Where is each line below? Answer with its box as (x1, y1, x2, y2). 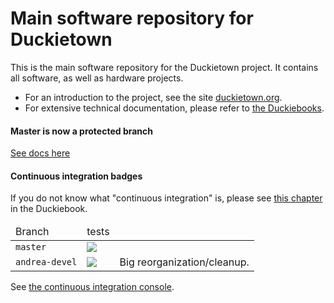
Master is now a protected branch (10, 125, 154, 137)
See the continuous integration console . (10, 281, 175, 293)
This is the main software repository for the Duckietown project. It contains (10, 61, 319, 73)
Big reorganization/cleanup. (119, 255, 250, 269)
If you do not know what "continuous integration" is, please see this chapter (10, 192, 323, 204)
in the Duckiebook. (10, 203, 88, 215)
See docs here (10, 147, 71, 159)
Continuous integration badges (10, 170, 143, 182)
